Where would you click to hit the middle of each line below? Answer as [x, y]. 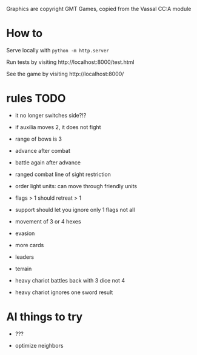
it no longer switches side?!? [51, 115]
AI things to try [45, 317]
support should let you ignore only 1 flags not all [75, 209]
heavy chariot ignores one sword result [64, 292]
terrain [23, 269]
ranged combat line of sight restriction [63, 174]
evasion [25, 233]
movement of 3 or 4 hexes [48, 221]
